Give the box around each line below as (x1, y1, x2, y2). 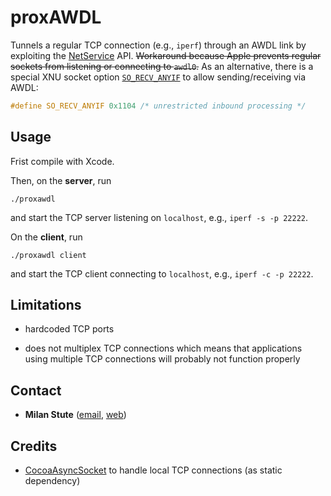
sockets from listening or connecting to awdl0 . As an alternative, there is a (10, 60, 314, 72)
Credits (10, 437, 58, 455)
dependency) (24, 475, 81, 487)
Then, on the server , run (10, 174, 112, 186)
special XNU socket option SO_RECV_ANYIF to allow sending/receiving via (10, 71, 307, 83)
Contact (10, 382, 62, 399)
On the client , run (10, 231, 83, 243)
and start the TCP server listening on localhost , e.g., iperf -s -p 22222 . (10, 211, 309, 223)
